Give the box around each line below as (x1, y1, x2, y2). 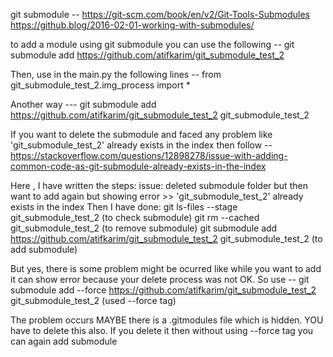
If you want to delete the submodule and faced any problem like (10, 129, 273, 140)
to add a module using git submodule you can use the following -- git (10, 39, 295, 50)
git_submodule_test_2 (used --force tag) (10, 295, 177, 306)
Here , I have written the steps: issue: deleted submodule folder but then (10, 180, 308, 191)
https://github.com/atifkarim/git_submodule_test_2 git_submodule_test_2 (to (10, 233, 323, 244)
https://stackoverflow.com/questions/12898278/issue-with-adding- (10, 150, 288, 161)
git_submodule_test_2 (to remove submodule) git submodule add (10, 222, 278, 234)
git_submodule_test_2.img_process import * (10, 79, 191, 91)
